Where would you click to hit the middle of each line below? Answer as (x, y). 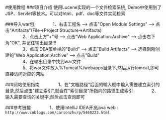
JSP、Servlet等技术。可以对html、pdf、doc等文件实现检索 (65, 13)
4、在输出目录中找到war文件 (52, 61)
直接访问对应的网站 (25, 74)
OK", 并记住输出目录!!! (34, 43)
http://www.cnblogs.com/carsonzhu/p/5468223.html (58, 113)
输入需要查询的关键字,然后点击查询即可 (45, 97)
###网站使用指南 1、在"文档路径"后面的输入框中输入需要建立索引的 (83, 84)
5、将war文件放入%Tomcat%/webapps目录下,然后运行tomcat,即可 (91, 68)
